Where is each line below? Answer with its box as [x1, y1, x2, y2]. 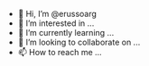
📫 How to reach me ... [17, 47, 102, 57]
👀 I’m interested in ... [17, 18, 95, 29]
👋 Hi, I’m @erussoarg [17, 9, 98, 19]
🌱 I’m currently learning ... [17, 28, 115, 37]
